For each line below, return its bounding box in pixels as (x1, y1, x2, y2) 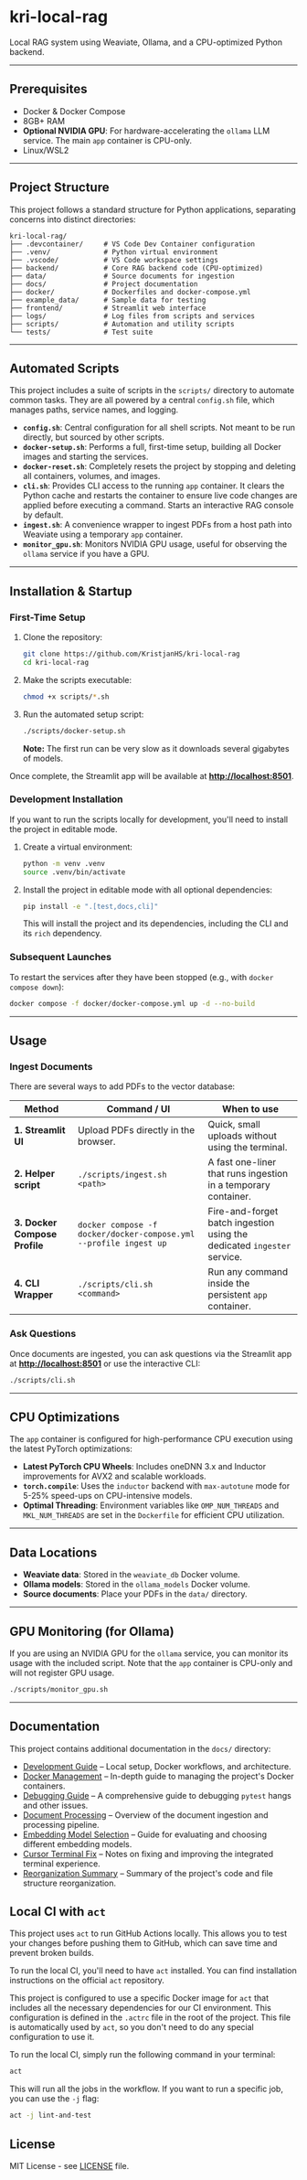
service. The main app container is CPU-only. (22, 134, 193, 145)
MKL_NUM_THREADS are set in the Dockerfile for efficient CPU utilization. (22, 1510, 285, 1521)
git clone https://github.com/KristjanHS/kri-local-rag (22, 649, 240, 659)
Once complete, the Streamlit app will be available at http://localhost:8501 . (9, 770, 294, 781)
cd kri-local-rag (22, 657, 90, 667)
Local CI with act (9, 1904, 107, 1919)
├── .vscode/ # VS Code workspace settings (9, 255, 219, 264)
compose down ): (9, 981, 65, 992)
